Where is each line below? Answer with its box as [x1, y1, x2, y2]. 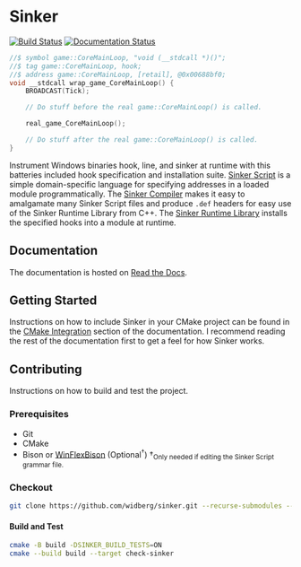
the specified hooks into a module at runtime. [9, 217, 176, 228]
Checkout [9, 481, 53, 493]
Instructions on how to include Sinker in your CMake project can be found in [9, 317, 290, 327]
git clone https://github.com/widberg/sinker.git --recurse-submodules [9, 502, 282, 510]
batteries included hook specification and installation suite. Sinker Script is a [9, 169, 291, 180]
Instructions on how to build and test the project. [9, 386, 189, 397]
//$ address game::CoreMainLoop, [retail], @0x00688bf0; [9, 70, 227, 79]
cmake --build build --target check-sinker [9, 549, 175, 558]
